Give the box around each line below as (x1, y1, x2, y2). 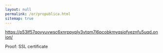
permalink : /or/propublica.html (5, 12, 71, 16)
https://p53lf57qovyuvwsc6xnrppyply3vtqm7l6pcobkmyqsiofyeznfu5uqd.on (5, 29, 158, 35)
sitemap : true (5, 16, 34, 21)
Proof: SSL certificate (5, 44, 48, 50)
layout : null (5, 7, 32, 12)
